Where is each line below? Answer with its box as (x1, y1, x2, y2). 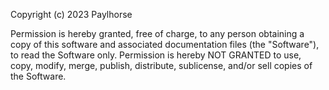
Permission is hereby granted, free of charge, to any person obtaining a (10, 28, 305, 39)
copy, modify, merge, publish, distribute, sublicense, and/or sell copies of (10, 60, 313, 71)
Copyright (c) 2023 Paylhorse (10, 9, 133, 20)
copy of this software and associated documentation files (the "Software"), (10, 39, 320, 50)
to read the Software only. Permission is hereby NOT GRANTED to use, (10, 49, 302, 61)
